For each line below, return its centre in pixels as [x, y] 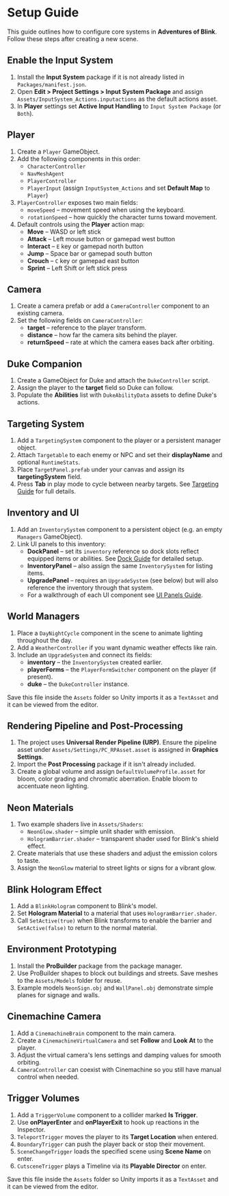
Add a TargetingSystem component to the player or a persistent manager [119, 440]
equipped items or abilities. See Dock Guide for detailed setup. [115, 558]
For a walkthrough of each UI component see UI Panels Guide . [115, 595]
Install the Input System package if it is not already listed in [100, 77]
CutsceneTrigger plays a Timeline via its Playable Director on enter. [112, 1166]
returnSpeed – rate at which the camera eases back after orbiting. [121, 342]
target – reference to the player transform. [87, 328]
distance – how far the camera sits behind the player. [102, 335]
